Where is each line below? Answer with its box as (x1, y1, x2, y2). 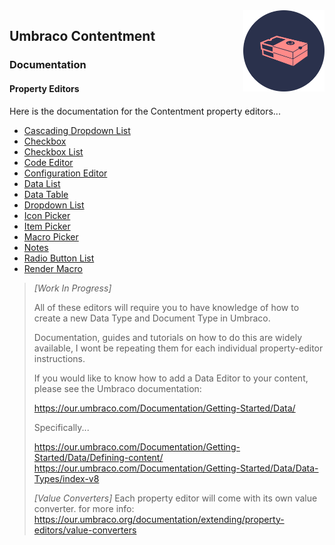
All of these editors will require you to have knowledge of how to (33, 301, 300, 313)
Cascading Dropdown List (23, 124, 131, 136)
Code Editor (23, 156, 74, 168)
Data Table (23, 188, 69, 200)
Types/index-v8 (33, 472, 100, 484)
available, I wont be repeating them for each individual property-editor (33, 342, 324, 354)
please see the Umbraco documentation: (33, 382, 202, 394)
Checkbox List (23, 145, 84, 158)
